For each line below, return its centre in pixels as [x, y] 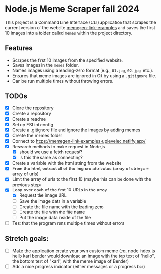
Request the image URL [43, 195]
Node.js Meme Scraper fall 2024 [72, 9]
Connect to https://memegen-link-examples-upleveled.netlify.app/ [79, 141]
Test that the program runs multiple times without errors [68, 223]
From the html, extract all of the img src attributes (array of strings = [80, 169]
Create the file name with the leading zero [61, 207]
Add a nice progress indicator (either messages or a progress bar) [79, 266]
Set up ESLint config [33, 124]
